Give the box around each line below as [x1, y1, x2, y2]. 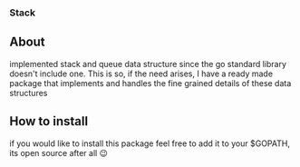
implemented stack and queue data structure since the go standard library [9, 58, 287, 69]
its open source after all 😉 [9, 147, 109, 158]
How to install [9, 113, 89, 129]
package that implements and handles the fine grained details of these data [9, 77, 292, 88]
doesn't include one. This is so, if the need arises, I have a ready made [9, 68, 274, 79]
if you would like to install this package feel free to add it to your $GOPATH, [9, 138, 290, 149]
